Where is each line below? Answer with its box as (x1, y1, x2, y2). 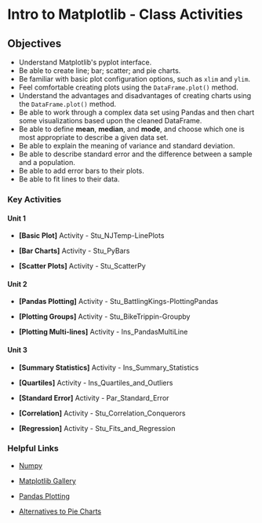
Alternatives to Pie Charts (18, 507, 102, 516)
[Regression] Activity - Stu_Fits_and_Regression (18, 423, 176, 433)
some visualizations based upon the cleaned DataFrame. (18, 116, 202, 125)
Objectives (7, 37, 62, 50)
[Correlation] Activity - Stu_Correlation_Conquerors (18, 408, 186, 418)
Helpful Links (7, 443, 60, 454)
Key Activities (7, 194, 62, 205)
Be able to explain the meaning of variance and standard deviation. (18, 141, 235, 150)
